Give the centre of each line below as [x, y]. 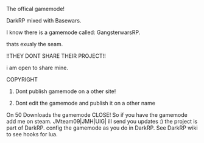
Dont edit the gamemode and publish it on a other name [85, 103]
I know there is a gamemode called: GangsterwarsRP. [73, 32]
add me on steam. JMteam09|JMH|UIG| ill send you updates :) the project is [102, 121]
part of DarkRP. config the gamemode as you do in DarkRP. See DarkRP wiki [102, 128]
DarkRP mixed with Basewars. [44, 20]
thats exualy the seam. [35, 44]
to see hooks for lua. [32, 134]
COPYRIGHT [22, 79]
